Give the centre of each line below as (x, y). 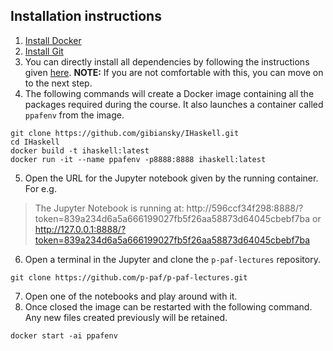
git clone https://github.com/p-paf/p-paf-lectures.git (129, 277)
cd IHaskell (35, 142)
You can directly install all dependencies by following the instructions (167, 61)
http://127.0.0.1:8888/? (80, 229)
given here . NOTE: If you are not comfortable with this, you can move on (174, 72)
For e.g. (40, 188)
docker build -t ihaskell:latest (80, 150)
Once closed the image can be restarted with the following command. (168, 306)
